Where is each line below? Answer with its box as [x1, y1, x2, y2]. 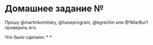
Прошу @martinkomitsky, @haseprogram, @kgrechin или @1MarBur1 [4, 19, 148, 25]
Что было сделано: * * [4, 34, 52, 40]
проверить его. [4, 24, 37, 30]
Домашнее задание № [4, 3, 104, 14]
